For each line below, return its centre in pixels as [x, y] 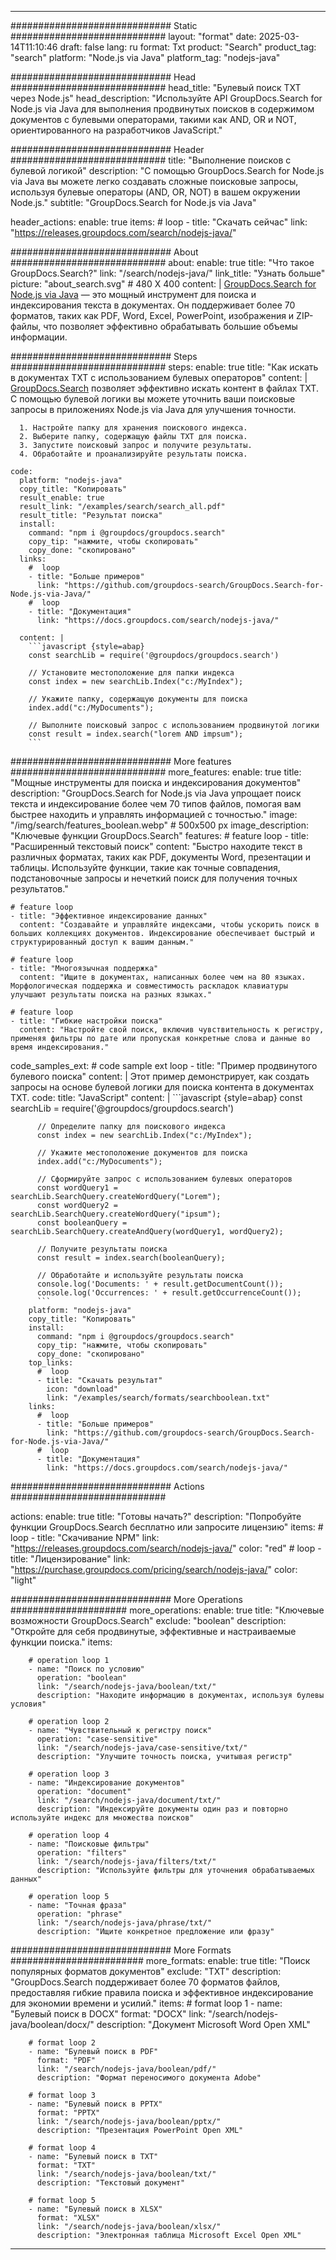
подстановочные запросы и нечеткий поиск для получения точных [154, 878]
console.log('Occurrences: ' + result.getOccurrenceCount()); [169, 1293]
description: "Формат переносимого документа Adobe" [149, 2078]
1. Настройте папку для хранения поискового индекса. [133, 428]
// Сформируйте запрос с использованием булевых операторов [164, 1179]
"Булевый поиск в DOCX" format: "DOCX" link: [108, 2014]
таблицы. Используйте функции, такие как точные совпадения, [145, 867]
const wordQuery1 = [77, 1188]
